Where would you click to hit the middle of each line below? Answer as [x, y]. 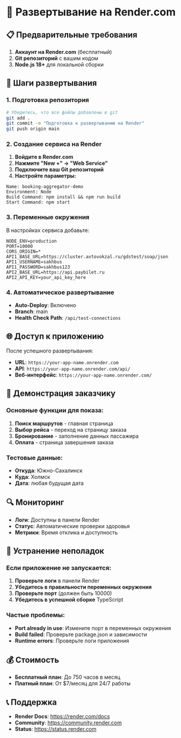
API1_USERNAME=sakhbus [34, 262]
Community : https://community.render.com [68, 723]
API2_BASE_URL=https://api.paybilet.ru [55, 272]
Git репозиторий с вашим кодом [56, 58]
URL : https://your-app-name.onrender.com [66, 362]
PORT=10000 [20, 246]
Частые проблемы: [36, 615]
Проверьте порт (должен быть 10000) [63, 593]
